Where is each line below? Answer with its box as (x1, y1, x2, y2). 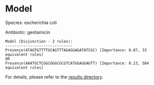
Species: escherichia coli (5, 19, 57, 25)
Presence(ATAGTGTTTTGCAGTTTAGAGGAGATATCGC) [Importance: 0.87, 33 (5, 47, 147, 52)
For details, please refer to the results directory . (5, 73, 104, 80)
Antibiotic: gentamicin (5, 29, 51, 35)
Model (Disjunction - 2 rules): (5, 38, 73, 44)
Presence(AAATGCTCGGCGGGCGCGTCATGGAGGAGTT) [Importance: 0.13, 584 (5, 60, 149, 65)
